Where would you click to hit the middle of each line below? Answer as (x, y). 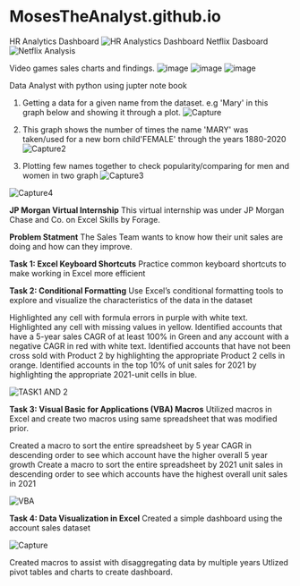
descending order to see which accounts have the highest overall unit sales (149, 474)
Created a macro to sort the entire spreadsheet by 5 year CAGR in (131, 446)
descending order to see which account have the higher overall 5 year (139, 454)
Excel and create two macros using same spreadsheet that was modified (143, 419)
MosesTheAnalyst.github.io (115, 17)
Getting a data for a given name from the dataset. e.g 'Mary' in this (145, 102)
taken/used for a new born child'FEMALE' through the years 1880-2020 (154, 139)
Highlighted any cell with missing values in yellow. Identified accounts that (146, 327)
